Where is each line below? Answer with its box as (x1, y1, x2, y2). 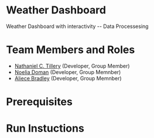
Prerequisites (6, 95, 73, 108)
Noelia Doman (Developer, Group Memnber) (14, 68, 121, 76)
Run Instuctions (6, 122, 85, 135)
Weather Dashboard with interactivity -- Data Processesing (6, 23, 149, 30)
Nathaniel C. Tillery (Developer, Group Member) (14, 62, 130, 69)
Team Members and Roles (6, 43, 135, 56)
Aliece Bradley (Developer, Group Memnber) (14, 75, 122, 82)
